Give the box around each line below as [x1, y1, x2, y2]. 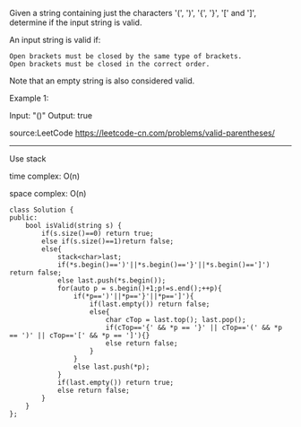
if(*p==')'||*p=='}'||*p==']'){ [73, 292, 194, 301]
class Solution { [9, 205, 74, 214]
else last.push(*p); [73, 362, 150, 371]
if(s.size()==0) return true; [41, 229, 154, 238]
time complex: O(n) [9, 170, 81, 181]
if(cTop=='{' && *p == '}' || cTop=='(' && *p [105, 323, 282, 332]
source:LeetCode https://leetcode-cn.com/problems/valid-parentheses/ [9, 127, 276, 138]
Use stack [9, 153, 47, 164]
